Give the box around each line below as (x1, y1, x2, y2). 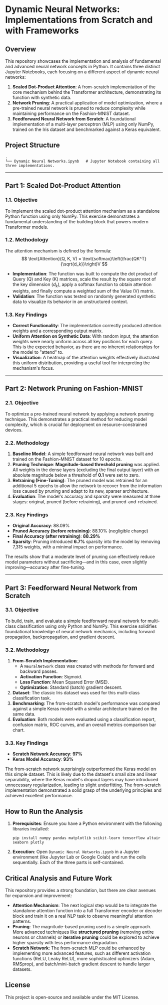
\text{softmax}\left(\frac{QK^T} (82, 255, 146, 261)
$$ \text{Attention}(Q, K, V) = (21, 255, 81, 261)
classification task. (12, 695, 51, 701)
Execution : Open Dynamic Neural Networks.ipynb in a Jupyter (12, 849, 139, 855)
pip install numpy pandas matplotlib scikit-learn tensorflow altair (12, 835, 161, 841)
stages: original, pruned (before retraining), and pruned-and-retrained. (12, 498, 158, 505)
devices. (5, 426, 23, 433)
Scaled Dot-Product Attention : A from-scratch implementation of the (12, 84, 156, 90)
